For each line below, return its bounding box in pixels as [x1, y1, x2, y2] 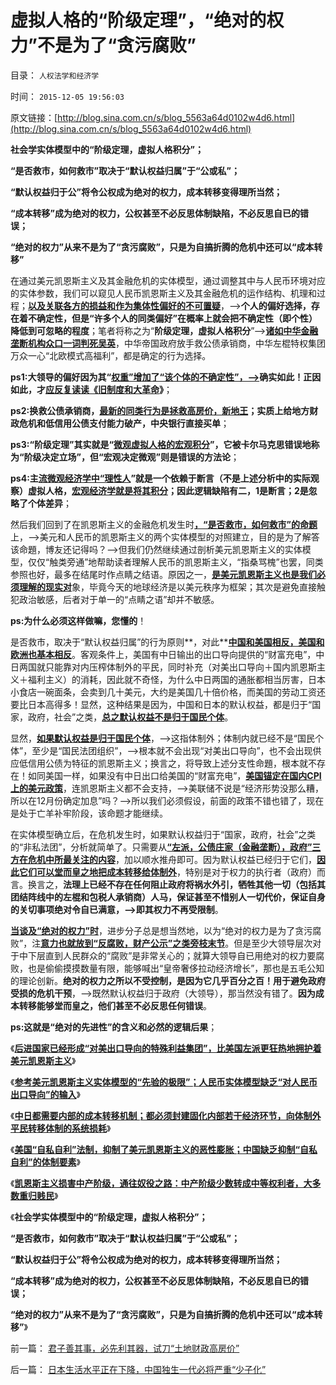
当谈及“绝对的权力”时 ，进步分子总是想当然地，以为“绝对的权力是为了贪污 [10, 924, 313, 936]
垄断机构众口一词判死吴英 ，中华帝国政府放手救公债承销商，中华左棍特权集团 [10, 337, 326, 349]
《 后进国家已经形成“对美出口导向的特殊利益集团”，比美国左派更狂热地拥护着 [10, 1042, 322, 1054]
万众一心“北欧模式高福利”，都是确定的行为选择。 [10, 349, 212, 361]
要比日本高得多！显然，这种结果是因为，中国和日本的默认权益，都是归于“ [10, 698, 313, 710]
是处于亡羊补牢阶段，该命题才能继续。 [10, 807, 168, 819]
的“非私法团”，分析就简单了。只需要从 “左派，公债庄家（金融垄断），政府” [10, 841, 313, 853]
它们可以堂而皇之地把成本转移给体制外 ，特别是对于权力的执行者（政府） [18, 866, 317, 878]
